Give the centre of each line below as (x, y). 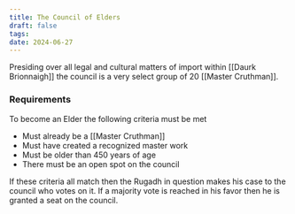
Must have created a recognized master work (105, 145)
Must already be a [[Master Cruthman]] (93, 136)
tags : (19, 34)
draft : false (33, 26)
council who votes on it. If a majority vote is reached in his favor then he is (145, 190)
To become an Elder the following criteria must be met (108, 118)
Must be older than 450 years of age (89, 155)
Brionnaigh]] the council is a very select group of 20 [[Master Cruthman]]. (144, 77)
